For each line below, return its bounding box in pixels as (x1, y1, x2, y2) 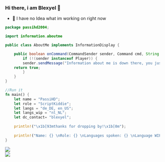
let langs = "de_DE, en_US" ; (14, 106, 74, 111)
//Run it (5, 88, 23, 93)
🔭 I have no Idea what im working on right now (12, 16, 107, 22)
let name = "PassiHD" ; (14, 96, 60, 102)
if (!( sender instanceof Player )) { (23, 56, 98, 61)
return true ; (14, 65, 41, 70)
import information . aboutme (5, 34, 63, 39)
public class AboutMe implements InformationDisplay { (5, 43, 120, 48)
